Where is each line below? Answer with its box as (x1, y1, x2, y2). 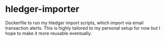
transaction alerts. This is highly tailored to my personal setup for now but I (5, 25, 160, 31)
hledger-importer (5, 3, 79, 15)
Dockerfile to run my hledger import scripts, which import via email (5, 20, 144, 26)
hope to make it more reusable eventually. (5, 30, 92, 36)
